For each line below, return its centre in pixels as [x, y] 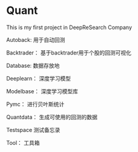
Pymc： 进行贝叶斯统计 [35, 104]
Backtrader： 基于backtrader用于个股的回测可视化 [69, 53]
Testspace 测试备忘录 [33, 130]
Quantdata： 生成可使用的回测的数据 [52, 117]
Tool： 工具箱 [23, 142]
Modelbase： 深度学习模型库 [42, 91]
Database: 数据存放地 [33, 65]
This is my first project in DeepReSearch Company [69, 27]
